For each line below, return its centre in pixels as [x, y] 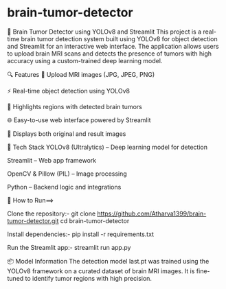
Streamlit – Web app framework [52, 160]
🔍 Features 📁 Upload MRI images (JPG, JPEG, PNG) [81, 74]
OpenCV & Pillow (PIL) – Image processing [67, 174]
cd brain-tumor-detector [95, 220]
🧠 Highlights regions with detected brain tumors [75, 106]
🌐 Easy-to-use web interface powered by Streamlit [79, 120]
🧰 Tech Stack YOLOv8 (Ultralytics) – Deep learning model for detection [108, 147]
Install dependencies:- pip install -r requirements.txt [81, 234]
